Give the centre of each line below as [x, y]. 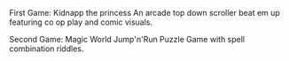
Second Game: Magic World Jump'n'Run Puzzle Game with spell [127, 39]
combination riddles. [47, 49]
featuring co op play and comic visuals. [81, 22]
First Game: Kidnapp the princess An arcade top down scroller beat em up [145, 13]
